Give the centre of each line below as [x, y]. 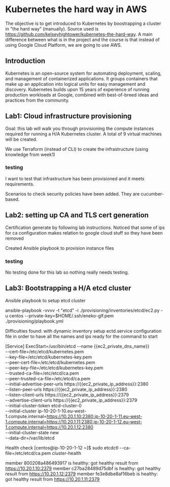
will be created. [21, 139]
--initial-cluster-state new [32, 432]
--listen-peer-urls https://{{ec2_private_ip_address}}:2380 [66, 389]
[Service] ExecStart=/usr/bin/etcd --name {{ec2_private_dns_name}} [77, 346]
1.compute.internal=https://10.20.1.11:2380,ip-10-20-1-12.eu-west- [74, 421]
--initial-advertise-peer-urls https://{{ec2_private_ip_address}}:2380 [77, 384]
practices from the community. [37, 100]
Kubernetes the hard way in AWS [76, 9]
